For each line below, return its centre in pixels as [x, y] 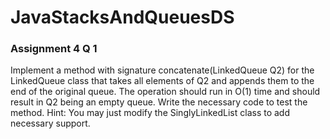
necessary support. [50, 123]
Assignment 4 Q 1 [54, 49]
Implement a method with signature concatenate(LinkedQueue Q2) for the [162, 70]
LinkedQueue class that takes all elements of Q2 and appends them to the [162, 81]
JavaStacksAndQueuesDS [122, 17]
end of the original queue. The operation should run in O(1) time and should [165, 92]
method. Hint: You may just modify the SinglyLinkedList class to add [150, 113]
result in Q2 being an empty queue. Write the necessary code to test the [159, 102]
